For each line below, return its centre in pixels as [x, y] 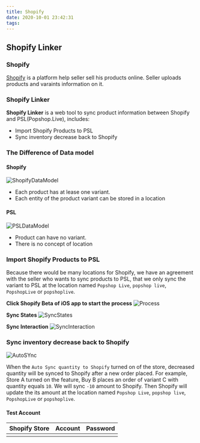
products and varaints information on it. [55, 84]
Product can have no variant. [51, 237]
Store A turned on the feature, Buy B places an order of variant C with [92, 380]
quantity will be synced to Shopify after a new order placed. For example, [97, 373]
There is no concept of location [54, 244]
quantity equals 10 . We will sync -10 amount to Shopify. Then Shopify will [97, 386]
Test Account [23, 412]
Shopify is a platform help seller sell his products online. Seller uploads [94, 78]
